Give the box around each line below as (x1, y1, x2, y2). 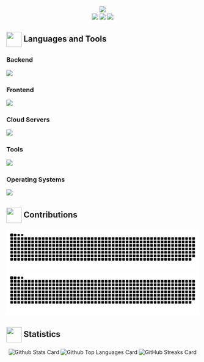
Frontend (6, 85, 34, 94)
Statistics (23, 329, 61, 339)
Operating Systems (6, 175, 65, 184)
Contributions (23, 210, 78, 220)
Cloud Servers (6, 115, 50, 124)
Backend (6, 56, 34, 64)
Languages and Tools (23, 34, 107, 45)
